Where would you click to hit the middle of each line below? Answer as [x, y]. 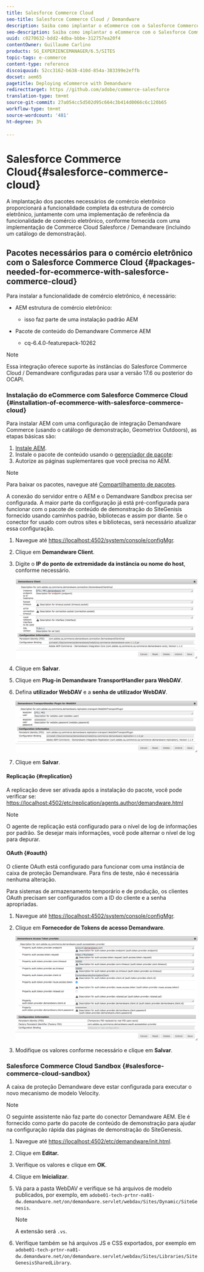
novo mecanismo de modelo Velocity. [53, 1093]
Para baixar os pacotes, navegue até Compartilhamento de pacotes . [91, 485]
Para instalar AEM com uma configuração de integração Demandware [93, 423]
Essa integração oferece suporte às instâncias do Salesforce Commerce [97, 367]
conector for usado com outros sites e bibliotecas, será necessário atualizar [101, 522]
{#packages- [170, 262]
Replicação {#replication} [39, 776]
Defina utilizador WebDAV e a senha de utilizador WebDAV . [91, 692]
